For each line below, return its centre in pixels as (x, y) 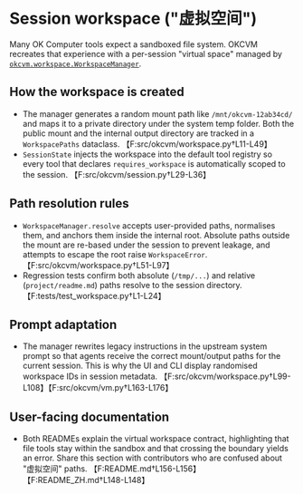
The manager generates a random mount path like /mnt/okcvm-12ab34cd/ (157, 113)
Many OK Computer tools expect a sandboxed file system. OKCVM (133, 44)
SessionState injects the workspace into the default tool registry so (147, 154)
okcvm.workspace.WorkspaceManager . (76, 63)
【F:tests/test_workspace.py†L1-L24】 (94, 295)
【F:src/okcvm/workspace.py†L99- (225, 376)
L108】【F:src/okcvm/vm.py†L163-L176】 (98, 388)
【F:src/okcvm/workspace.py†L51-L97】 (98, 265)
